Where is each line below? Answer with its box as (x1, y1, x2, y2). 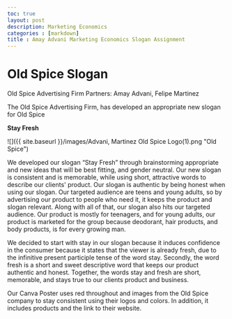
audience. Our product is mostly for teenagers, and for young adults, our (7, 210, 216, 218)
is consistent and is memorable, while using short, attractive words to (7, 173, 207, 181)
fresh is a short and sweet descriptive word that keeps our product (7, 261, 199, 269)
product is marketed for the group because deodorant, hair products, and (7, 218, 218, 226)
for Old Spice (7, 110, 45, 119)
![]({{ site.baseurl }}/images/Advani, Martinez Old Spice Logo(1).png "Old (7, 138, 217, 146)
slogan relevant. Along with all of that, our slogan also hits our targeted (7, 203, 210, 212)
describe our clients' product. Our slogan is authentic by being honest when (7, 181, 226, 189)
